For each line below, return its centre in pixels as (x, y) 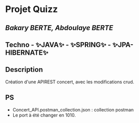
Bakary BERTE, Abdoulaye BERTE (59, 28)
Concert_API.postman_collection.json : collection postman (73, 109)
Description (24, 70)
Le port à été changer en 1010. (44, 115)
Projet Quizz (32, 9)
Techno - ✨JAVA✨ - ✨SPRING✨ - (58, 44)
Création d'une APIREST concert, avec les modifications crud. (70, 82)
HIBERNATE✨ (27, 52)
